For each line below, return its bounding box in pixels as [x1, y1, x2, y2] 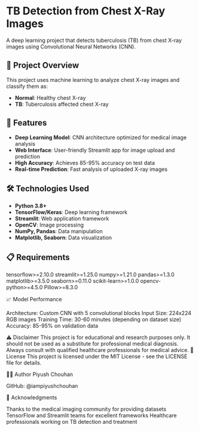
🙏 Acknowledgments [6, 394, 57, 401]
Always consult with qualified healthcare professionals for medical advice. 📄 [6, 347, 194, 354]
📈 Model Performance [6, 296, 62, 303]
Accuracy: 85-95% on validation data [6, 322, 99, 329]
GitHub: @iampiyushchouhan [6, 383, 78, 390]
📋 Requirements [6, 252, 70, 262]
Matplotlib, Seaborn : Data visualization [14, 234, 112, 242]
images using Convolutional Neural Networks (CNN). [6, 43, 136, 50]
